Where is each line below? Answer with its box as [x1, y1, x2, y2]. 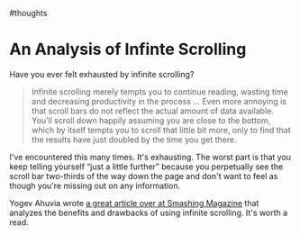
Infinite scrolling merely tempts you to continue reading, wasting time [31, 86, 288, 97]
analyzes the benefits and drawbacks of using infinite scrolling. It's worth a [9, 207, 288, 218]
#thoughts [9, 8, 48, 18]
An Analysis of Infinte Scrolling [9, 40, 247, 59]
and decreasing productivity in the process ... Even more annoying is [31, 95, 286, 106]
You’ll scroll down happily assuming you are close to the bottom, [31, 114, 271, 125]
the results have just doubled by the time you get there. [31, 134, 237, 145]
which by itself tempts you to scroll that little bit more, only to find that [31, 124, 291, 135]
